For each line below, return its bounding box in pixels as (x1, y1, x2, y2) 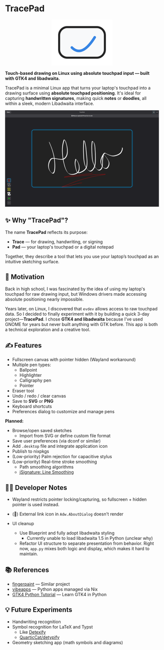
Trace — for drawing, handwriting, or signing (12, 238, 103, 245)
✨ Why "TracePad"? (5, 216, 68, 225)
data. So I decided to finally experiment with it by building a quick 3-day (5, 311, 150, 317)
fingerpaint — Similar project (12, 581, 70, 587)
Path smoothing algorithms (19, 464, 74, 470)
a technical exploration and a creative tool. (5, 326, 91, 332)
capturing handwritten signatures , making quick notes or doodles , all (5, 95, 147, 101)
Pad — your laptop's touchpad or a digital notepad (12, 244, 114, 250)
